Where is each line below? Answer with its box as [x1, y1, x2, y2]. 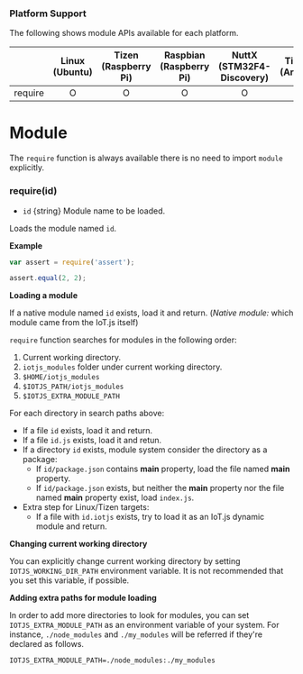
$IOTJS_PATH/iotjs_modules [22, 382, 124, 392]
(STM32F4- [217, 60, 271, 73]
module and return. [35, 521, 108, 532]
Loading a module [9, 290, 78, 301]
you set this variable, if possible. [9, 575, 130, 586]
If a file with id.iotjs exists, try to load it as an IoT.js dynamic [35, 512, 265, 523]
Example [9, 240, 43, 250]
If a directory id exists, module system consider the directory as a [22, 444, 268, 455]
